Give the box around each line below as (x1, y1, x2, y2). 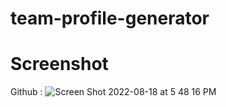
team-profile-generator (10, 7, 210, 30)
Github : (10, 86, 43, 98)
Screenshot (10, 53, 109, 76)
